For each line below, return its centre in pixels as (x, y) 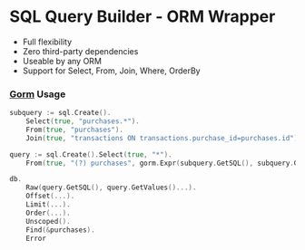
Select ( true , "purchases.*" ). (83, 121)
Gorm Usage (38, 94)
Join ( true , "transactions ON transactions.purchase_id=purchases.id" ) (162, 138)
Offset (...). (50, 197)
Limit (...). (48, 205)
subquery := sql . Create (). (60, 113)
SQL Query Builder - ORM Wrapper (143, 17)
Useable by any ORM (62, 61)
